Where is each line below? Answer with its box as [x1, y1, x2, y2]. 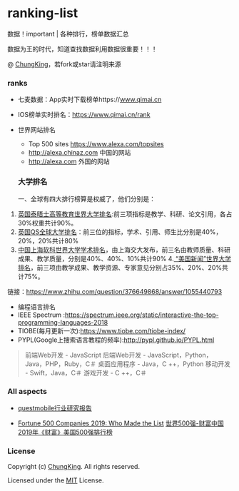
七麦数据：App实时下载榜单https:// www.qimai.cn [17, 95, 162, 104]
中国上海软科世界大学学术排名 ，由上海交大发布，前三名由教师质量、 [17, 245, 218, 254]
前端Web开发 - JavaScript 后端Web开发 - [24, 350, 146, 359]
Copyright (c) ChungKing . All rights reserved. [7, 462, 141, 471]
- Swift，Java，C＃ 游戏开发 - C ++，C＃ [24, 368, 147, 377]
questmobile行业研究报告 [17, 403, 92, 412]
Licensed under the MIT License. [7, 476, 104, 485]
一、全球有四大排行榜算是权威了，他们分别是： [17, 194, 156, 203]
